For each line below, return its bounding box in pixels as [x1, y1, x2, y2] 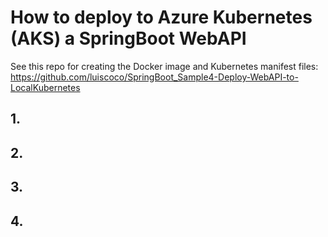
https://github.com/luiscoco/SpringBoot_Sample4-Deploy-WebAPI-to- [10, 71, 299, 83]
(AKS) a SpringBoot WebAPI [10, 27, 247, 50]
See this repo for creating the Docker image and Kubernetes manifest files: [10, 60, 319, 72]
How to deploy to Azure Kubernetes [10, 6, 313, 29]
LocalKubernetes [10, 81, 81, 93]
